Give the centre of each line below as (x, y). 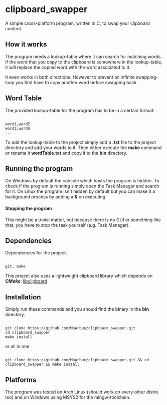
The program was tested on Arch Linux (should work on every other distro (82, 392)
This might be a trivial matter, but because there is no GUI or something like (83, 220)
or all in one (17, 347)
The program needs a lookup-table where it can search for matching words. (83, 56)
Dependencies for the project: (36, 253)
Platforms (21, 380)
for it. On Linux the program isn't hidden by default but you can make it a (80, 191)
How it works (26, 45)
